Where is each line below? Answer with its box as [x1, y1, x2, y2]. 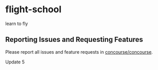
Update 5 [5, 59, 25, 65]
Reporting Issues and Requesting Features [5, 35, 144, 44]
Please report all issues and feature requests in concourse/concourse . [5, 49, 153, 55]
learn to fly [5, 20, 28, 27]
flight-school [5, 4, 62, 15]
